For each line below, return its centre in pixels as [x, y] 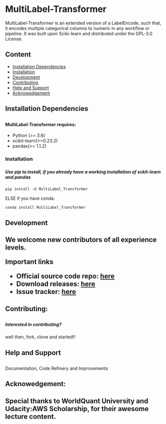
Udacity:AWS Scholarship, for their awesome [77, 409]
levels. [16, 248]
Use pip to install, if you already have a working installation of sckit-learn [83, 172]
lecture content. [31, 416]
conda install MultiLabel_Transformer [45, 208]
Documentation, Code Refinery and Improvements [57, 368]
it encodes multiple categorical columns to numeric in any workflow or [77, 28]
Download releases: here [56, 284]
